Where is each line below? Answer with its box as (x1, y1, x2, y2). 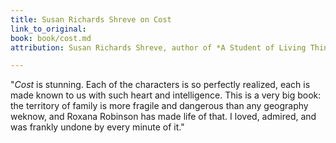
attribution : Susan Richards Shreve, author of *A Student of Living (10, 42, 307, 53)
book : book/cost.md (10, 33, 92, 43)
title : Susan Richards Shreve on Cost (10, 14, 172, 25)
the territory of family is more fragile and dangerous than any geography (10, 100, 309, 112)
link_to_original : (10, 24, 87, 34)
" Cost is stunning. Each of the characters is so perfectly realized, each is (10, 79, 311, 91)
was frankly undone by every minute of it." (10, 121, 185, 133)
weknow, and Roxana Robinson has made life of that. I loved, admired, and (10, 111, 317, 123)
